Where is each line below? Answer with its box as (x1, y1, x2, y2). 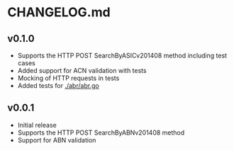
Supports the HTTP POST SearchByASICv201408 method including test (17, 51, 228, 60)
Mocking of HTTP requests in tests (17, 74, 120, 82)
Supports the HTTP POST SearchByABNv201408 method (17, 128, 185, 137)
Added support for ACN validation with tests (17, 67, 147, 74)
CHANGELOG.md (7, 4, 111, 21)
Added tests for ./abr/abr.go (17, 82, 99, 89)
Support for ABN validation (17, 135, 96, 144)
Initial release (17, 121, 57, 129)
